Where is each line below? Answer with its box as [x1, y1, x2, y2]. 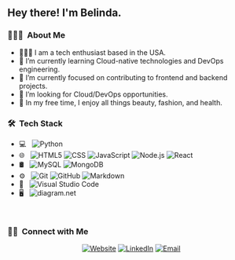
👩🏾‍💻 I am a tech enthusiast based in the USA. [18, 47, 167, 57]
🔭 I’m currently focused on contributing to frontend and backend [18, 72, 228, 82]
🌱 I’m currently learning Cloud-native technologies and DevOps [18, 56, 224, 65]
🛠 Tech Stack [7, 118, 64, 129]
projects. [18, 81, 48, 90]
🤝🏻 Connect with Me [7, 225, 89, 236]
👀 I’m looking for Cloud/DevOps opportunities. [18, 90, 168, 99]
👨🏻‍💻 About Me [7, 30, 66, 41]
